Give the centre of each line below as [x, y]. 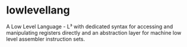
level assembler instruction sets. [45, 39]
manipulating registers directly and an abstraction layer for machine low [94, 32]
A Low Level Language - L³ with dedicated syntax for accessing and [90, 26]
